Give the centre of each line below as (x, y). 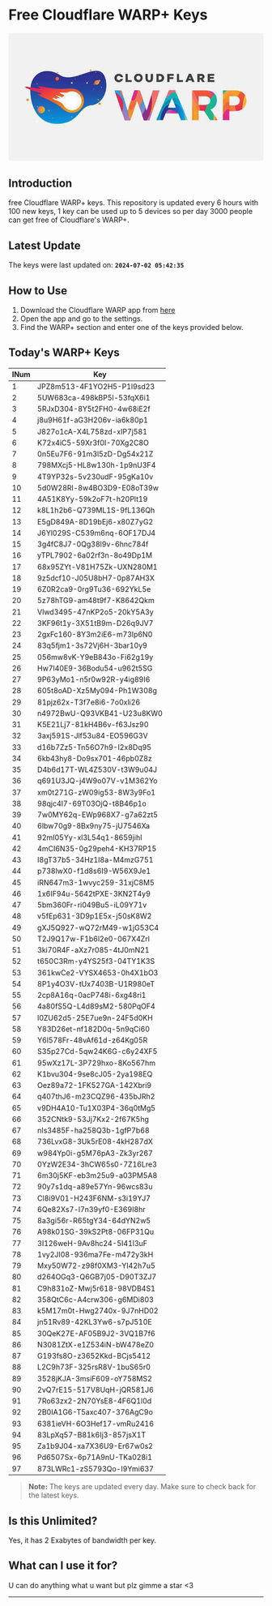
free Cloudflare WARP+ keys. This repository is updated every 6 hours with (134, 203)
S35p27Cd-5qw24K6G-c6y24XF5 (98, 1051)
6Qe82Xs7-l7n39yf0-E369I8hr (91, 1209)
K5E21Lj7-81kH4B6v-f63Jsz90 (93, 725)
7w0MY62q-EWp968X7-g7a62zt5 (98, 815)
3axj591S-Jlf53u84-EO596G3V (93, 736)
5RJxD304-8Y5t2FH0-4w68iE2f (94, 409)
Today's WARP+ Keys (64, 353)
